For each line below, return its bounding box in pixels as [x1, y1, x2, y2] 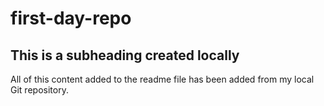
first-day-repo [10, 7, 132, 30]
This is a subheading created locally [10, 47, 240, 64]
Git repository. [10, 84, 69, 96]
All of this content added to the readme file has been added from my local [10, 73, 315, 85]
